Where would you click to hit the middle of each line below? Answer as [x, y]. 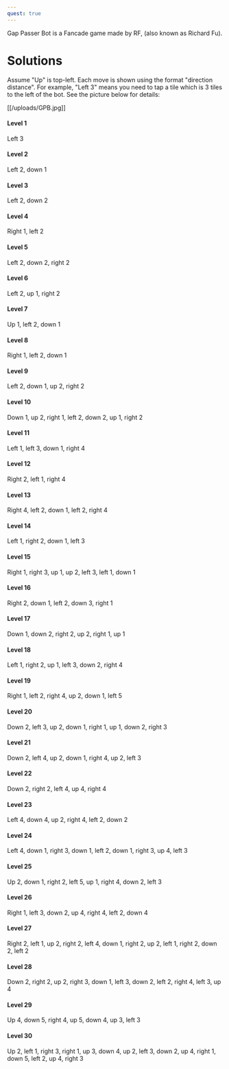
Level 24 [20, 835]
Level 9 [18, 371]
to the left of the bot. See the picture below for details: [84, 94]
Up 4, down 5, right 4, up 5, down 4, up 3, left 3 [74, 1020]
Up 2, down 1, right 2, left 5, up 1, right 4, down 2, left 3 [85, 882]
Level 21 [19, 742]
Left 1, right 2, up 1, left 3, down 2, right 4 [65, 665]
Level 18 [19, 650]
